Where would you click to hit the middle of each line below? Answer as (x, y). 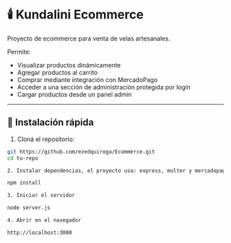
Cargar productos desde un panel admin (74, 94)
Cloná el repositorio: (46, 139)
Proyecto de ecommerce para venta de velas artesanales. (89, 38)
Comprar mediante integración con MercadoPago (87, 80)
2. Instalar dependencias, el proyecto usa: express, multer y (100, 171)
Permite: (19, 52)
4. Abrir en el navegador (44, 220)
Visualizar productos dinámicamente (69, 65)
